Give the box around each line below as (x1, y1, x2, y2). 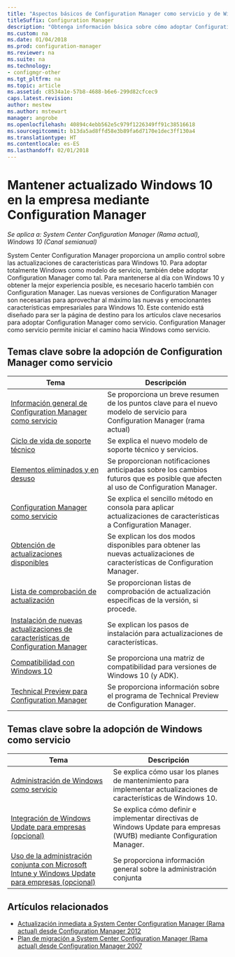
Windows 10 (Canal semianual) (7, 237, 97, 246)
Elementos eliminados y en (10, 464, 99, 474)
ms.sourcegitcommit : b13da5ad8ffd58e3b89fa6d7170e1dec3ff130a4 (7, 128, 196, 135)
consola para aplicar (107, 502, 175, 512)
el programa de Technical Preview (107, 691, 219, 701)
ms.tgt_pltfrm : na (7, 75, 61, 83)
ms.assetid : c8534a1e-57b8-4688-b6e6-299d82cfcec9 (7, 88, 158, 95)
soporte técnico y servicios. (107, 444, 199, 454)
